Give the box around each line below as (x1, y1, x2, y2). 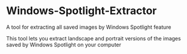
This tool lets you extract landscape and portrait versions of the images (6, 35, 181, 42)
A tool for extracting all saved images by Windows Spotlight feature (6, 23, 172, 31)
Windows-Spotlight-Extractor (6, 4, 157, 18)
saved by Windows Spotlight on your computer (6, 41, 121, 48)
